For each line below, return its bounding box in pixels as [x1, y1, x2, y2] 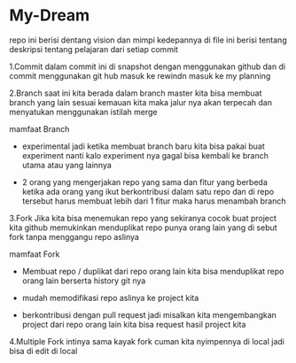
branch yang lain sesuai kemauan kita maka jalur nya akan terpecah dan [9, 97, 273, 107]
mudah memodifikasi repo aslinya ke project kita [21, 292, 199, 303]
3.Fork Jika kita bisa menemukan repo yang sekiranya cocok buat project [9, 212, 277, 223]
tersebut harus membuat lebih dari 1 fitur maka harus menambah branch [21, 196, 286, 206]
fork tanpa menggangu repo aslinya [9, 231, 140, 242]
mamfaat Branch [9, 123, 70, 134]
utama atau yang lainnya [21, 159, 113, 170]
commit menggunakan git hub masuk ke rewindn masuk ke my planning [9, 70, 271, 81]
